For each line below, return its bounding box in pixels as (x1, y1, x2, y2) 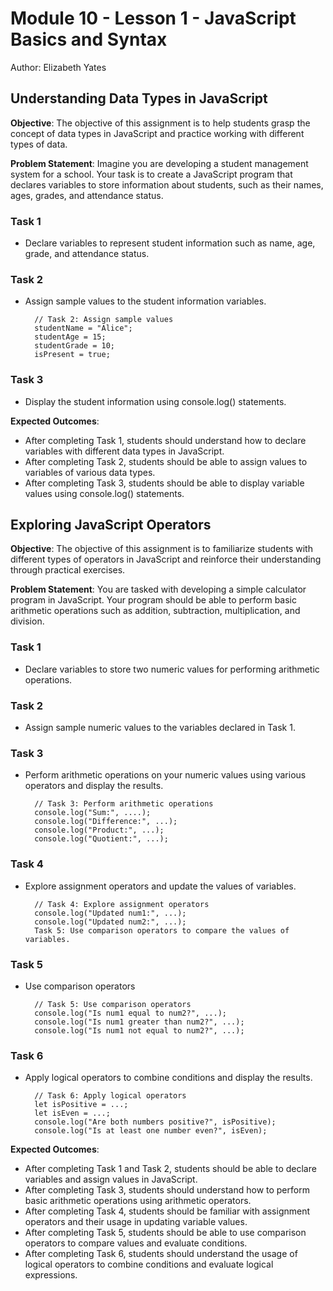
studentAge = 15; (34, 332, 107, 342)
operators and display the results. (24, 780, 164, 792)
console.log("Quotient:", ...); (34, 834, 169, 844)
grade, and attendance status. (24, 248, 150, 260)
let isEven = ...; (34, 1108, 111, 1119)
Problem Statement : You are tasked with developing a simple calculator (10, 583, 307, 596)
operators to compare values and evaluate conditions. (24, 1237, 248, 1249)
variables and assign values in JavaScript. (24, 1173, 198, 1186)
